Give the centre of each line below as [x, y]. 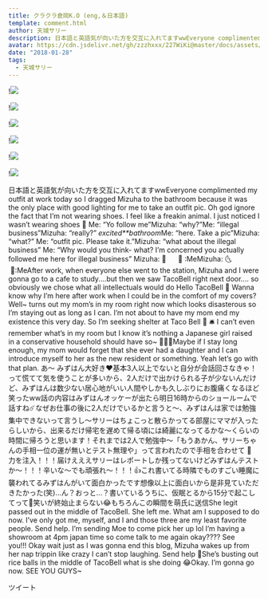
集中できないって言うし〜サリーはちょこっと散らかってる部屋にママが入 [126, 420]
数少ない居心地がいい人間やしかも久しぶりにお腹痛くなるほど [158, 388]
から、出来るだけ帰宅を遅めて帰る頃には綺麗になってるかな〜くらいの [144, 430]
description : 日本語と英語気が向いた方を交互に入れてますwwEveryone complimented [135, 38]
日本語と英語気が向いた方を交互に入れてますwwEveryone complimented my [133, 190]
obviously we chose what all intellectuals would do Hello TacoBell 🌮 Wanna [132, 287]
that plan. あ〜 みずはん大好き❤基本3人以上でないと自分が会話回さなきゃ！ [133, 368]
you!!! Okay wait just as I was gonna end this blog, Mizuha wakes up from [129, 545]
